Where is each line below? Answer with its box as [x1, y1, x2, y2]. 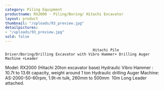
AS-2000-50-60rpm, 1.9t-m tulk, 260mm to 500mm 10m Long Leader [5, 75, 147, 81]
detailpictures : [5, 25, 38, 30]
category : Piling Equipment [5, 7, 63, 12]
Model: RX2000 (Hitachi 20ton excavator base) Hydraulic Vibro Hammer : [5, 64, 153, 71]
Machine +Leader [5, 56, 38, 61]
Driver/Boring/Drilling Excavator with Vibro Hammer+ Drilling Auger [5, 52, 150, 56]
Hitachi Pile [93, 47, 119, 53]
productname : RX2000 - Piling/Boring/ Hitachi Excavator [5, 12, 124, 17]
